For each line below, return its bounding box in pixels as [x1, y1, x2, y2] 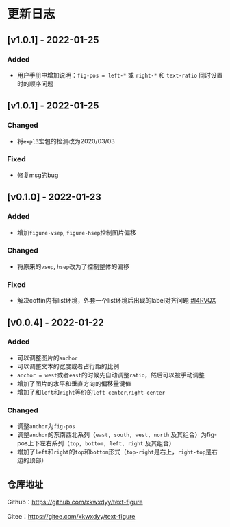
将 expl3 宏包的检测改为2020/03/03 [16, 137, 115, 145]
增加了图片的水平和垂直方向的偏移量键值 [16, 379, 131, 388]
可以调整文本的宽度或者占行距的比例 [16, 362, 120, 371]
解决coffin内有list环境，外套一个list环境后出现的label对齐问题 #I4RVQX [16, 296, 216, 305]
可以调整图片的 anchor [16, 353, 78, 362]
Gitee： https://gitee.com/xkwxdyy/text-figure [7, 512, 136, 520]
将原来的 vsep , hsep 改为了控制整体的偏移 [16, 262, 130, 270]
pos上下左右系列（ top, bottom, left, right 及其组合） [16, 439, 175, 447]
